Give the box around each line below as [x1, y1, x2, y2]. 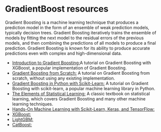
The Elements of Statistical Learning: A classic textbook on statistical [12, 91, 150, 97]
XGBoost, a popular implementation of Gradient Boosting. [12, 65, 127, 71]
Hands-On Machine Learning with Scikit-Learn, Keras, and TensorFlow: [12, 106, 155, 112]
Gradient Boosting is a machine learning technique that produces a [5, 19, 139, 25]
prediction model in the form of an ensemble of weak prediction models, [5, 24, 149, 30]
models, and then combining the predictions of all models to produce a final [5, 40, 156, 46]
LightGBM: [12, 116, 33, 122]
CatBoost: [12, 121, 32, 127]
